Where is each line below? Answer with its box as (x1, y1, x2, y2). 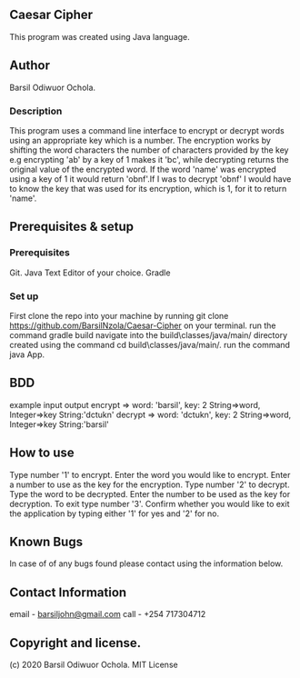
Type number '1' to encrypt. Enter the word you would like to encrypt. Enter (9, 469, 291, 480)
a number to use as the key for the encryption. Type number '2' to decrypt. (9, 479, 290, 490)
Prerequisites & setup (9, 219, 135, 234)
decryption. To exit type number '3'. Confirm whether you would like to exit (9, 498, 290, 509)
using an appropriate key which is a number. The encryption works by (9, 135, 271, 145)
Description (9, 105, 63, 117)
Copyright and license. (9, 635, 142, 651)
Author (9, 58, 50, 74)
